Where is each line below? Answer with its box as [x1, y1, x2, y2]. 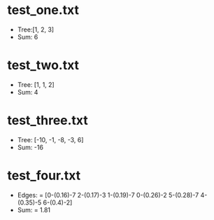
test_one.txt [7, 2, 79, 18]
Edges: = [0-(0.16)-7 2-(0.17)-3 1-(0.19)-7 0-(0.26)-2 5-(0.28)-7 [17, 191, 199, 199]
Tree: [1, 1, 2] [17, 80, 55, 89]
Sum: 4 [17, 88, 38, 96]
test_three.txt [7, 113, 89, 128]
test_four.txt [7, 167, 81, 184]
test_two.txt [7, 57, 79, 74]
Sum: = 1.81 [17, 205, 51, 214]
